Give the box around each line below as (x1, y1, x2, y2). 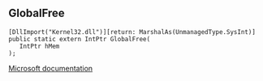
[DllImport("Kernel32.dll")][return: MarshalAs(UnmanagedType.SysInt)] (8, 28, 256, 36)
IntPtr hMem (19, 42, 60, 50)
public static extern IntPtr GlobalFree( (8, 35, 151, 43)
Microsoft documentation (8, 63, 93, 73)
